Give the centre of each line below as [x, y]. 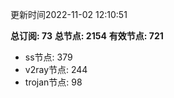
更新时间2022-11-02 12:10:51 [69, 14]
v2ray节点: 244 [56, 69]
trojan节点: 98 [53, 82]
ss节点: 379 [48, 57]
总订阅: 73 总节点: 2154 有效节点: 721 [87, 36]
